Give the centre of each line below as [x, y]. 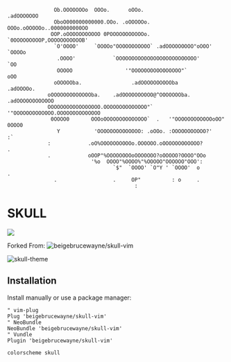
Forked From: [26, 245]
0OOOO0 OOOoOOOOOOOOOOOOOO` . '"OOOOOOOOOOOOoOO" [138, 119]
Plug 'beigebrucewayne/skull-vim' [57, 316]
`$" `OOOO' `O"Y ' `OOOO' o [156, 168]
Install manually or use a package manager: [69, 298]
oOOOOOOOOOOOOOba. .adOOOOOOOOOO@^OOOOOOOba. [119, 95]
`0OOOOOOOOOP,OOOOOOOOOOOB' [48, 40]
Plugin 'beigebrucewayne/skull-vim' [60, 341]
